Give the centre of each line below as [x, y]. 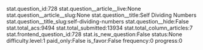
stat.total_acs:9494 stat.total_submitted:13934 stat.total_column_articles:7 [100, 28]
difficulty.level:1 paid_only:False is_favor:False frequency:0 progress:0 [94, 41]
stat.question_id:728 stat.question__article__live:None [74, 9]
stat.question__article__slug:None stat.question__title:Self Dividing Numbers [102, 15]
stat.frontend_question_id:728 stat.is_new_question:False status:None [94, 34]
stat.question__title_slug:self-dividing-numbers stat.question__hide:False [98, 21]
